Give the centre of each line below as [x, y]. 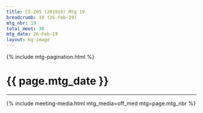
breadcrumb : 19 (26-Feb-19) [42, 17]
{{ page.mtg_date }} [57, 81]
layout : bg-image [28, 40]
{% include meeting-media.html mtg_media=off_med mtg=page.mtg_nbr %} [101, 103]
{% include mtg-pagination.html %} [50, 57]
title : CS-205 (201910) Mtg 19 [46, 12]
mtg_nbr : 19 [21, 23]
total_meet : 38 [25, 29]
